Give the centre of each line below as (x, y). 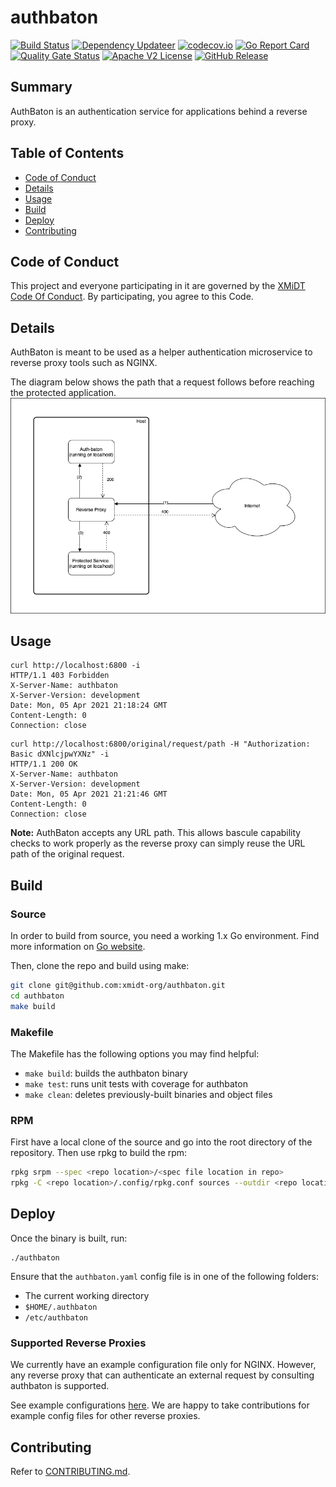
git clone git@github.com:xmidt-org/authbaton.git (118, 986)
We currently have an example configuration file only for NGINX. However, (163, 1365)
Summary (41, 87)
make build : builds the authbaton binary (106, 1073)
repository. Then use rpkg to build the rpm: (99, 1153)
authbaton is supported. (60, 1386)
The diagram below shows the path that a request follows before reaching (162, 382)
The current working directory (87, 1295)
